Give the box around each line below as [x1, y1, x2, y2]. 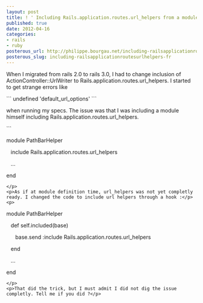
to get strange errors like [6, 83, 68, 91]
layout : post [6, 8, 39, 15]
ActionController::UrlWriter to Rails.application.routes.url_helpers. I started [6, 77, 192, 84]
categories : [6, 31, 36, 37]
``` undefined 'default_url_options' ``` [6, 95, 97, 102]
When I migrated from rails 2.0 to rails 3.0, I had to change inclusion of [6, 70, 181, 77]
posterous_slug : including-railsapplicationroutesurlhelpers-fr [6, 54, 172, 60]
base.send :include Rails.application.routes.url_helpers [14, 233, 151, 241]
